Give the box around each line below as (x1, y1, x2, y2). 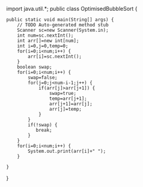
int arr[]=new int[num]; (17, 38, 79, 44)
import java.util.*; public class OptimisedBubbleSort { (6, 5, 138, 12)
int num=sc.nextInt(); (17, 32, 74, 38)
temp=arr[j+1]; (49, 96, 87, 102)
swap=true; (49, 90, 77, 96)
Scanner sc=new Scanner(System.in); (17, 27, 109, 33)
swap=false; (28, 75, 58, 81)
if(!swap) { (28, 122, 58, 128)
